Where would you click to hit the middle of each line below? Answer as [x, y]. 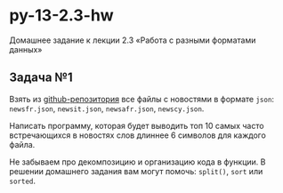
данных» [26, 49]
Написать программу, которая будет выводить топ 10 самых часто [137, 125]
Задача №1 [41, 78]
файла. [22, 144]
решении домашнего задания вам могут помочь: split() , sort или [136, 171]
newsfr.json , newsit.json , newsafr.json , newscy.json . [107, 109]
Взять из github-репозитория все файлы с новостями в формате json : [141, 99]
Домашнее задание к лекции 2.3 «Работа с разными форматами [133, 40]
